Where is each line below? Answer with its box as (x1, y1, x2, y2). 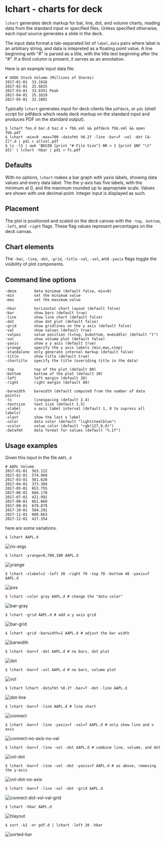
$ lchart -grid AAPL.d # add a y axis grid (5, 612, 97, 617)
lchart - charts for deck (5, 3, 103, 15)
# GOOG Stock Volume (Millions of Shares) (5, 75, 94, 80)
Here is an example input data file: (5, 66, 75, 72)
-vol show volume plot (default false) (5, 337, 106, 341)
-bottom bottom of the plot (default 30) (5, 371, 103, 376)
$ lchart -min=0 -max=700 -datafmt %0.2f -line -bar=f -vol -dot (5, 134, 143, 140)
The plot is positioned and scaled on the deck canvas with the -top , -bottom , (5, 218, 161, 224)
